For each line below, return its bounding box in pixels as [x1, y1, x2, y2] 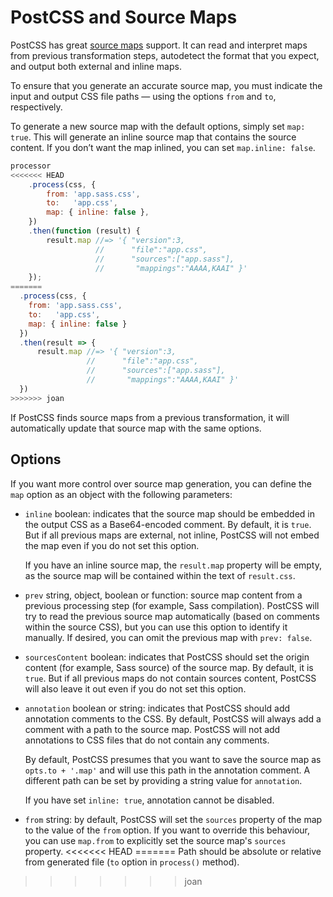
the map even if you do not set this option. [24, 539, 200, 551]
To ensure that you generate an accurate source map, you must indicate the [10, 79, 323, 91]
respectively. [10, 101, 63, 113]
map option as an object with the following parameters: [10, 488, 233, 500]
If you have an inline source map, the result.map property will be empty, [24, 559, 323, 571]
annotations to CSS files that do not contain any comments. [24, 734, 270, 746]
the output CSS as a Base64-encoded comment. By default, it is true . [24, 518, 312, 530]
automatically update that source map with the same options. [10, 422, 262, 434]
